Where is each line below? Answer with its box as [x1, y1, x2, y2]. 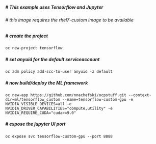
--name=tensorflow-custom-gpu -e [62, 97, 134, 102]
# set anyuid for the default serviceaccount [5, 56, 100, 62]
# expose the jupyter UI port [5, 121, 66, 127]
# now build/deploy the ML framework [5, 79, 88, 86]
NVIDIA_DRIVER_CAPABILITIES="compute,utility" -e [5, 106, 113, 111]
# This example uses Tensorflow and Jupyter [5, 4, 103, 10]
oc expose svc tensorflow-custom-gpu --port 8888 [5, 134, 113, 139]
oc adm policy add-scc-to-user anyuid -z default [5, 69, 113, 74]
